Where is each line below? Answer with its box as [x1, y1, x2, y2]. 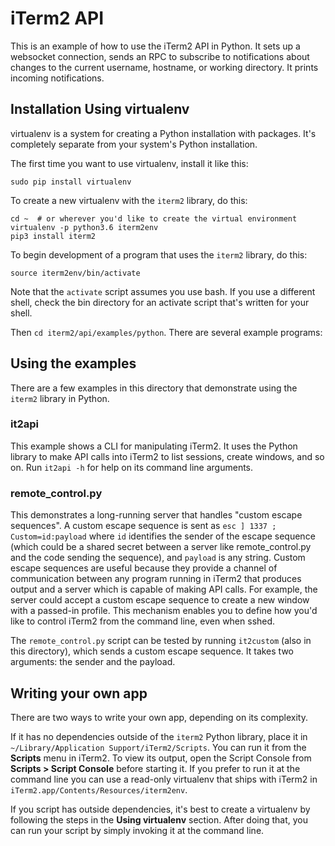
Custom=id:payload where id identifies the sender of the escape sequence [10, 530, 316, 542]
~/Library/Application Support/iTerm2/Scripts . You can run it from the [10, 741, 307, 753]
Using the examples [10, 355, 137, 372]
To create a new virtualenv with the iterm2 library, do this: [10, 194, 248, 206]
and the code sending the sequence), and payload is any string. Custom [10, 552, 306, 564]
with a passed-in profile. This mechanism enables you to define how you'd [10, 605, 318, 617]
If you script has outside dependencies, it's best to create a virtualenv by [10, 803, 311, 815]
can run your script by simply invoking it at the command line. [10, 824, 265, 836]
